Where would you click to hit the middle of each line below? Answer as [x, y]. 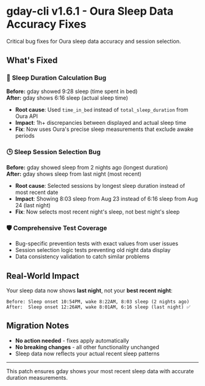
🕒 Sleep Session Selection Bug [53, 152]
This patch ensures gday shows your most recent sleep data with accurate [100, 371]
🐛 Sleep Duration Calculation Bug [56, 78]
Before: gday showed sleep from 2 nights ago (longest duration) [87, 167]
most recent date [37, 192]
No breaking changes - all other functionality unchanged [87, 347]
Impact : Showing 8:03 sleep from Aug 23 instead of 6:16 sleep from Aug [106, 199]
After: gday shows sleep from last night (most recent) [74, 174]
